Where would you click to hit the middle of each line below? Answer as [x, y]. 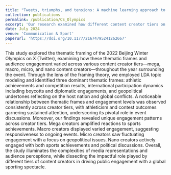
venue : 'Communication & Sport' [40, 34]
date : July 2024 [22, 29]
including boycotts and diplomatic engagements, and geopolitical [74, 91]
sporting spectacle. [26, 167]
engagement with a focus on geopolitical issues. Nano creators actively [80, 140]
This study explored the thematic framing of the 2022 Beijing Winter [77, 53]
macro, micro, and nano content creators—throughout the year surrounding [85, 69]
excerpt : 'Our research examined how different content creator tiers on [86, 24]
